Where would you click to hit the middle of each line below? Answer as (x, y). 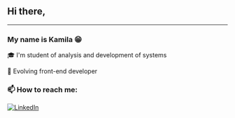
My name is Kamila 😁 (45, 39)
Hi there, (27, 12)
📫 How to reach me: (43, 90)
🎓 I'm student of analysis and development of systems (87, 55)
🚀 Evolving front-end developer (52, 71)
